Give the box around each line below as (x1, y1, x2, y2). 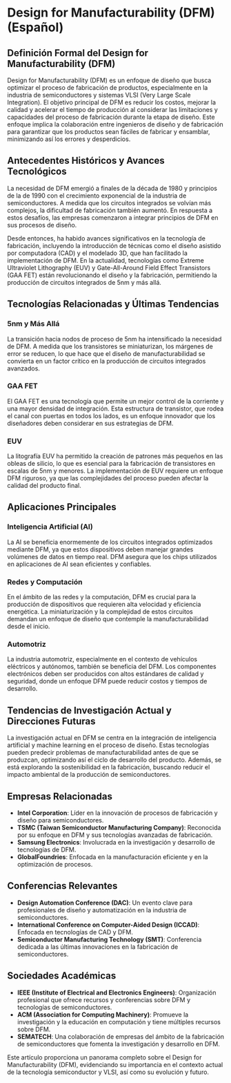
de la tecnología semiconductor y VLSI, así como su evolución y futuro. (7, 1068, 209, 1076)
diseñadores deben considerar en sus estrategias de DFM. (7, 419, 174, 427)
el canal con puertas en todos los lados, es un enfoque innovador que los (7, 411, 216, 420)
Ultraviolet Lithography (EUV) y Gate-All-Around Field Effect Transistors (7, 263, 211, 272)
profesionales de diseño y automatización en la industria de (17, 905, 187, 914)
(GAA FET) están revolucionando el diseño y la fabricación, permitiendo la (7, 271, 217, 279)
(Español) (7, 19, 64, 35)
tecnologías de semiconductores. (17, 1003, 112, 1011)
